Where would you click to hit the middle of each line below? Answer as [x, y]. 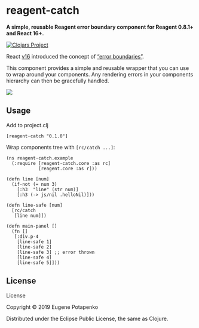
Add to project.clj [27, 125]
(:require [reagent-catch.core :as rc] [61, 163]
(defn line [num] [28, 179]
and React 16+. [25, 33]
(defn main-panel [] [32, 226]
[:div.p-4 [26, 237]
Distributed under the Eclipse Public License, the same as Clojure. [87, 318]
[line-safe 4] [34, 258]
